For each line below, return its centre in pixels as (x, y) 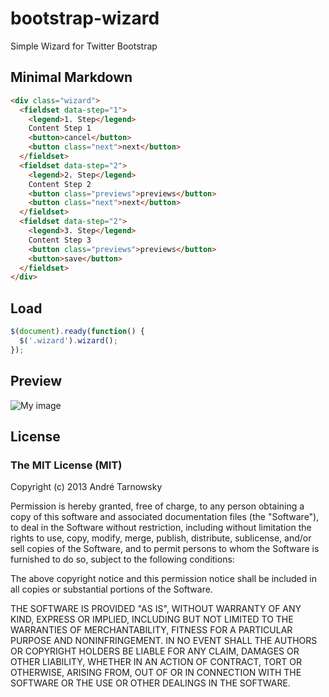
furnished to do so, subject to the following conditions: (122, 559)
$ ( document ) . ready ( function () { (77, 332)
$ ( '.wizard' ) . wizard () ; (68, 340)
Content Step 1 (60, 128)
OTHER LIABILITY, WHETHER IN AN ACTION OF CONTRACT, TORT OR (156, 662)
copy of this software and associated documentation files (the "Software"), (165, 517)
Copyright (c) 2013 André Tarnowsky (86, 487)
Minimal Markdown (71, 77)
